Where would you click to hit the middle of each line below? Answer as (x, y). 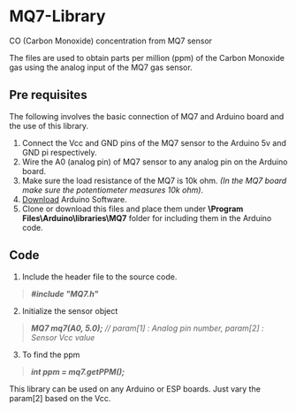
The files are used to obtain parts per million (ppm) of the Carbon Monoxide (147, 57)
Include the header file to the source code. (99, 277)
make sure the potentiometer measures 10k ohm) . (113, 190)
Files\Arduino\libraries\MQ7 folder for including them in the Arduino (147, 217)
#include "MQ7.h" (65, 294)
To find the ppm (51, 355)
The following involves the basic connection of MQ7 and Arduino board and (147, 116)
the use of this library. (49, 126)
